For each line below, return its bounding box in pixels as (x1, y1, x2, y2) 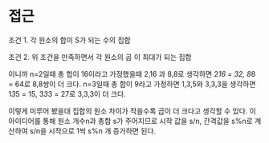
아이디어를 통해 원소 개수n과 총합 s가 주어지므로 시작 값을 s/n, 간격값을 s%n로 (8, 116, 253, 125)
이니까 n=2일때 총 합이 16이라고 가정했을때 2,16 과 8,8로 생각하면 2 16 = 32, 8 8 (8, 69, 256, 78)
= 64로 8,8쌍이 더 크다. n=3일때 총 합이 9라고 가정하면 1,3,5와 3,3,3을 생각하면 (8, 79, 256, 89)
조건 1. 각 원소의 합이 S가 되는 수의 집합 (8, 35, 131, 45)
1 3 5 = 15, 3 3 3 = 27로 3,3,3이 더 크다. (8, 89, 126, 98)
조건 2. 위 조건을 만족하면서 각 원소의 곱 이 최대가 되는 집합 (8, 52, 193, 62)
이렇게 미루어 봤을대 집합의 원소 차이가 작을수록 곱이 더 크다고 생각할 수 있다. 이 (8, 105, 257, 116)
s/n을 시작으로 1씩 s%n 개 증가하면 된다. (29, 125, 157, 136)
